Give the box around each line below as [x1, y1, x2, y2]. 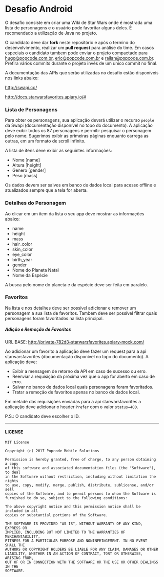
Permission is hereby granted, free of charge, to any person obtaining [5, 457, 156, 462]
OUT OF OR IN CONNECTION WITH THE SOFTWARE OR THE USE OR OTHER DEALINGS [5, 560, 159, 565]
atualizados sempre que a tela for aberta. [5, 187, 88, 193]
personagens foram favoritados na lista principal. [5, 315, 104, 321]
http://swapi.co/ [5, 84, 38, 90]
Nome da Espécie [12, 272, 48, 278]
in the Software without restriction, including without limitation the [5, 474, 156, 479]
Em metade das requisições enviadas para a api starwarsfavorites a [5, 398, 141, 404]
